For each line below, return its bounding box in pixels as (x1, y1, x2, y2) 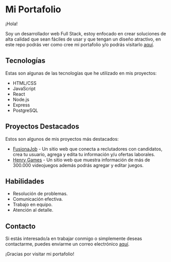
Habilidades (5, 177, 45, 185)
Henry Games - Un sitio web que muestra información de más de (12, 157, 150, 163)
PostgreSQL (12, 107, 38, 114)
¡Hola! (5, 21, 18, 27)
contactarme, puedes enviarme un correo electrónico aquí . (5, 241, 130, 247)
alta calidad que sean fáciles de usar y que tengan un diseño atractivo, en (5, 36, 161, 42)
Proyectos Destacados (5, 122, 79, 131)
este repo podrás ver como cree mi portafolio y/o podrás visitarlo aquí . (5, 41, 155, 47)
